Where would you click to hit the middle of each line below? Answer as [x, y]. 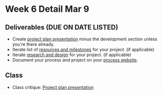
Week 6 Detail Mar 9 [47, 9]
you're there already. [33, 44]
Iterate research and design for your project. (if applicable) [72, 55]
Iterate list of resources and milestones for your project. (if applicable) [83, 49]
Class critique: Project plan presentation [53, 87]
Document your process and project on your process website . [75, 60]
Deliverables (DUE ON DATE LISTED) [62, 27]
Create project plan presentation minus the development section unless [85, 39]
